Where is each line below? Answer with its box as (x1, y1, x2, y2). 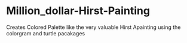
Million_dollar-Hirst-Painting (6, 4, 151, 18)
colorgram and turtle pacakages (6, 29, 85, 37)
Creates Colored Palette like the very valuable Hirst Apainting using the (6, 24, 181, 31)
